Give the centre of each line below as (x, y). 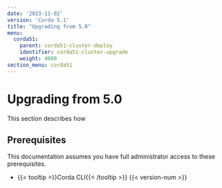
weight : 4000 (38, 59)
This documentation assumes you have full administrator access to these (111, 157)
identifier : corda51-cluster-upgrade (74, 53)
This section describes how (47, 118)
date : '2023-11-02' (35, 13)
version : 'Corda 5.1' (38, 20)
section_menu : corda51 (40, 65)
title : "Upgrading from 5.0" (49, 26)
